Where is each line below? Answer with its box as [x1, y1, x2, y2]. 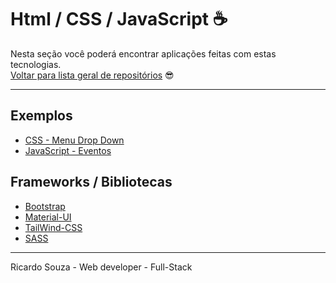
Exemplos [10, 107, 73, 125]
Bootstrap [24, 200, 66, 212]
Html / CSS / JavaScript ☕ [10, 8, 228, 31]
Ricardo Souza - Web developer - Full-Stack [10, 261, 193, 273]
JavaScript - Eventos [24, 144, 112, 156]
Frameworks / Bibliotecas [10, 174, 173, 191]
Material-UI [24, 211, 72, 223]
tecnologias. [10, 58, 62, 70]
